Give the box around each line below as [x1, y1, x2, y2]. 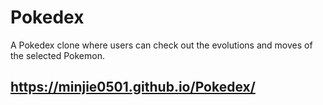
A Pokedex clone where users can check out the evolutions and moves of [10, 39, 313, 51]
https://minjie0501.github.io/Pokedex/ [10, 79, 256, 96]
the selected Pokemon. [10, 49, 105, 61]
